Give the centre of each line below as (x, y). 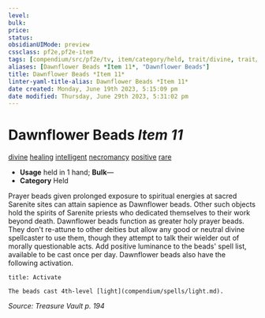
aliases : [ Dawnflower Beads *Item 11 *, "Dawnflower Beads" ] (109, 67)
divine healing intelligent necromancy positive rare (90, 157)
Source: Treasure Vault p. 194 (56, 306)
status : (21, 37)
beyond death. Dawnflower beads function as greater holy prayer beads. (126, 221)
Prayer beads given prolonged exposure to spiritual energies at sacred (123, 196)
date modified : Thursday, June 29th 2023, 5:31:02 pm (99, 96)
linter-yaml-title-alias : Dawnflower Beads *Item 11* (99, 81)
